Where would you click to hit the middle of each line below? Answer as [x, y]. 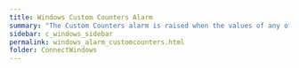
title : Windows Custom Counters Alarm [81, 17]
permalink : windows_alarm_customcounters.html [97, 42]
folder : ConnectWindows [53, 50]
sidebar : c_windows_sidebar [61, 34]
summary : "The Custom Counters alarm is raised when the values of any [145, 26]
